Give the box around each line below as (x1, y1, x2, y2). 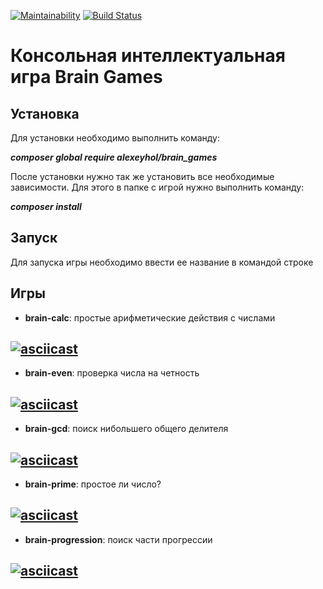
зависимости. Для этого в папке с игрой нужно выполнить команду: (10, 181, 305, 193)
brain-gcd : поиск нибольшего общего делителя (24, 423, 229, 435)
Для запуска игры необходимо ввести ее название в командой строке (10, 256, 314, 268)
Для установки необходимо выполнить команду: (10, 132, 221, 144)
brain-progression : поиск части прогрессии (24, 533, 213, 545)
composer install (10, 201, 82, 212)
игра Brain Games (10, 66, 163, 89)
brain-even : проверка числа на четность (24, 367, 200, 379)
